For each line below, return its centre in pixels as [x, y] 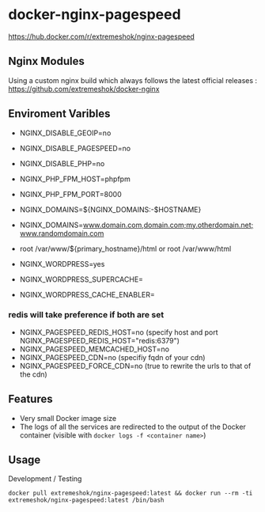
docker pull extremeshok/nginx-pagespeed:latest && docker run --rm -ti [131, 493]
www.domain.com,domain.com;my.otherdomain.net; [168, 225]
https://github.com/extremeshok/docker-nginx [84, 89]
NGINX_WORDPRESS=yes [62, 264]
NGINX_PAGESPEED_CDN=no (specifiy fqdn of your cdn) [112, 357]
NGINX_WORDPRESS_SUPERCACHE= [81, 279]
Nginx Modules [46, 61]
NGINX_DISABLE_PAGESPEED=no [75, 148]
